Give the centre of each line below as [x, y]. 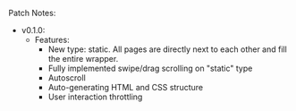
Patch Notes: [32, 13]
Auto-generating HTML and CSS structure [125, 87]
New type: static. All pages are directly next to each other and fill [167, 49]
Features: [52, 40]
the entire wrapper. [83, 59]
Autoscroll [67, 78]
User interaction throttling [95, 97]
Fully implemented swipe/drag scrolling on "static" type [150, 68]
